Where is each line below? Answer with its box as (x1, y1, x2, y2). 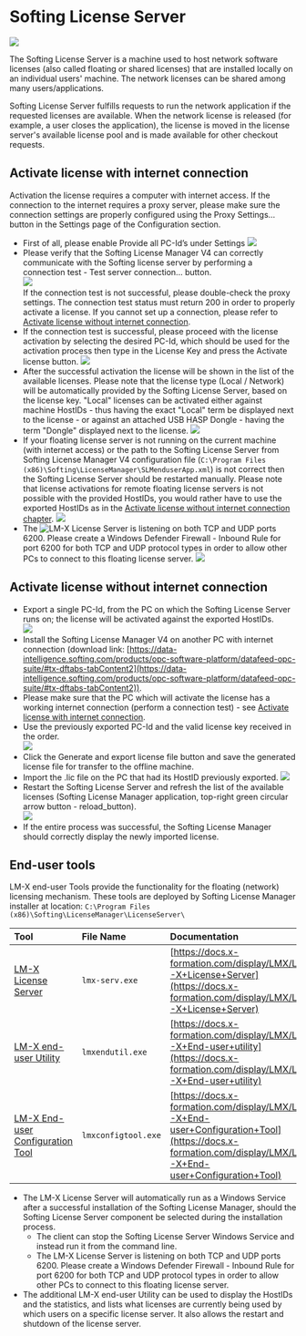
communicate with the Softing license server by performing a (22, 257, 253, 268)
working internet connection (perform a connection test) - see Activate (22, 702, 290, 713)
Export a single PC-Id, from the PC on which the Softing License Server (22, 603, 291, 614)
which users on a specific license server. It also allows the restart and (22, 1309, 284, 1320)
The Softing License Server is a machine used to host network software (9, 53, 279, 65)
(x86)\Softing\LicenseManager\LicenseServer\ (9, 910, 185, 920)
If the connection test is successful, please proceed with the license (22, 325, 279, 336)
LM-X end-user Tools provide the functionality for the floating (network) (9, 881, 280, 892)
